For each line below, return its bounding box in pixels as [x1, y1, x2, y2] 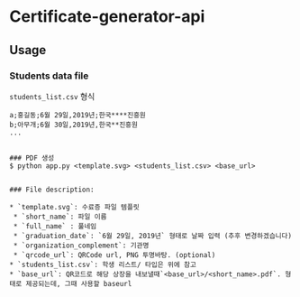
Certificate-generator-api [9, 6, 205, 27]
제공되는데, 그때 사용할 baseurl [25, 279, 132, 288]
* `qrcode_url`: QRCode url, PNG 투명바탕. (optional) [13, 250, 216, 259]
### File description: [9, 185, 95, 194]
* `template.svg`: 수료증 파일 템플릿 [9, 202, 140, 211]
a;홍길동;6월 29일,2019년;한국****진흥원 [9, 110, 147, 119]
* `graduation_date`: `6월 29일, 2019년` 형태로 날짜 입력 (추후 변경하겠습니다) [13, 231, 293, 240]
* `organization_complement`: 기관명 [13, 241, 150, 250]
